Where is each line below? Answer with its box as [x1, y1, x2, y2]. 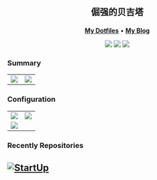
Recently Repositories [7, 140, 84, 150]
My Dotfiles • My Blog [84, 27, 150, 34]
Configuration [7, 94, 56, 104]
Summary [7, 58, 42, 68]
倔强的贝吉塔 [91, 7, 144, 18]
